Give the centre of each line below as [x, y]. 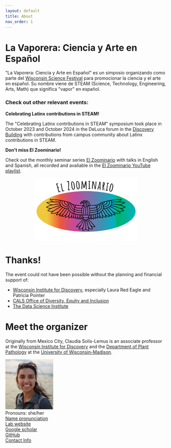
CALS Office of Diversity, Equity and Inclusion [61, 301]
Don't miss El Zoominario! [33, 150]
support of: [17, 280]
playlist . [14, 171]
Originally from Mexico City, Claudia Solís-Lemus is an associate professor [84, 341]
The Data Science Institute [41, 306]
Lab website [18, 424]
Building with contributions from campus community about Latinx [74, 134]
